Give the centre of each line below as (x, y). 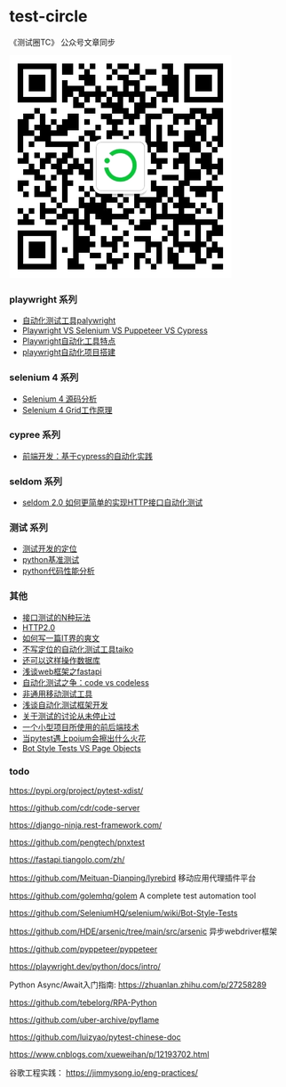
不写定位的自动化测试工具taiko (78, 649)
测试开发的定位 (49, 548)
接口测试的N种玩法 (56, 617)
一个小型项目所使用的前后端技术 (80, 726)
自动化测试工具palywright (69, 320)
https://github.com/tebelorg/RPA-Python (83, 1002)
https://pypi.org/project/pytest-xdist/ (76, 791)
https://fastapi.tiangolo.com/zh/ (67, 860)
